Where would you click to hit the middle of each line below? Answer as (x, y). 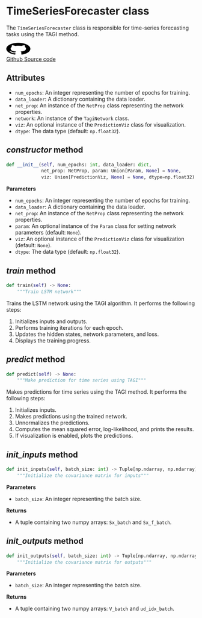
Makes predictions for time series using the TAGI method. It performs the (96, 392)
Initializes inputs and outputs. (51, 321)
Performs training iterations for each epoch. (69, 327)
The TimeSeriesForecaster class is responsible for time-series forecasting (98, 28)
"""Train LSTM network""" (50, 292)
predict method (36, 360)
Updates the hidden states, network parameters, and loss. (87, 334)
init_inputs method (42, 454)
